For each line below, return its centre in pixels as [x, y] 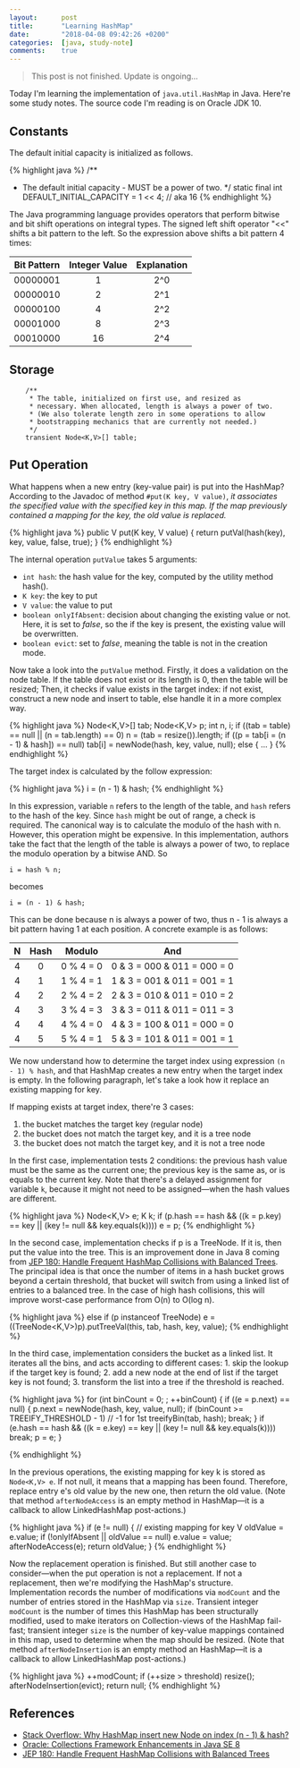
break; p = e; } [36, 1437]
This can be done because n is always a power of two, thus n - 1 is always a [149, 919]
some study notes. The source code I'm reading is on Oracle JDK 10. [135, 103]
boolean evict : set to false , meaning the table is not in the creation [145, 643]
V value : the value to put [67, 605]
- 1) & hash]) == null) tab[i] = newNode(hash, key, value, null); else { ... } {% [148, 744]
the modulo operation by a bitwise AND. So [88, 853]
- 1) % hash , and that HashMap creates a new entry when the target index [146, 1070]
